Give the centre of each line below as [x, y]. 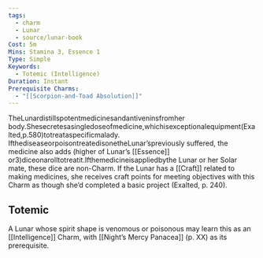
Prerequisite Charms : [44, 88]
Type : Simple [30, 60]
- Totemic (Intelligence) [58, 74]
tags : [17, 15]
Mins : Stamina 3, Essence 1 [54, 52]
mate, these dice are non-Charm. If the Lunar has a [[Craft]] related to [121, 168]
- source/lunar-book [49, 37]
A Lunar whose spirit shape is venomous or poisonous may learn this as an [130, 229]
